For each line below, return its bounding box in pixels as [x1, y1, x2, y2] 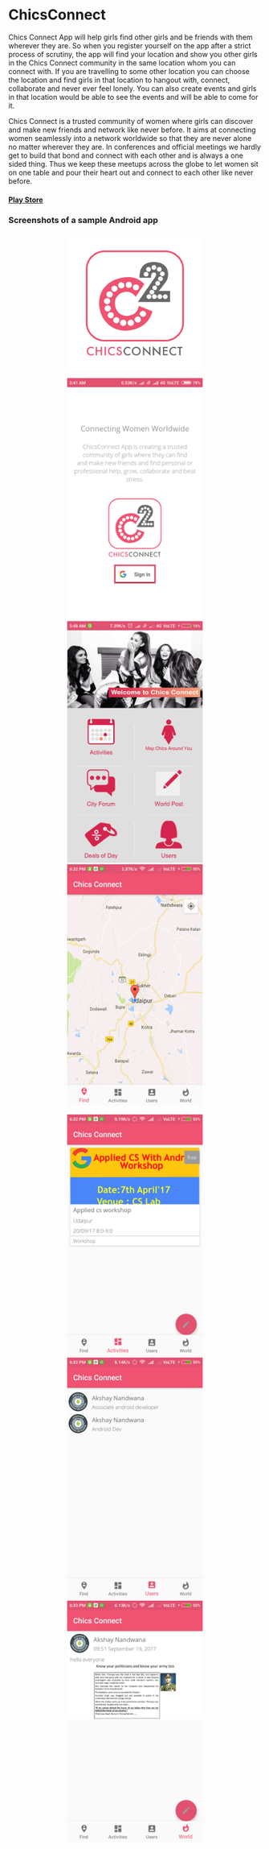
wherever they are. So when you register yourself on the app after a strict [8, 40, 251, 50]
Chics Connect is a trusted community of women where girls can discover [8, 116, 254, 126]
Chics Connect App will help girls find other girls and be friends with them [8, 32, 253, 42]
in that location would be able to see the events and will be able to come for [8, 92, 259, 101]
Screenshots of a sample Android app [8, 215, 159, 226]
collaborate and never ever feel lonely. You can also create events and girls [8, 83, 257, 93]
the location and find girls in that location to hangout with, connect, [8, 75, 230, 85]
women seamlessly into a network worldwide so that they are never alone [8, 133, 252, 143]
